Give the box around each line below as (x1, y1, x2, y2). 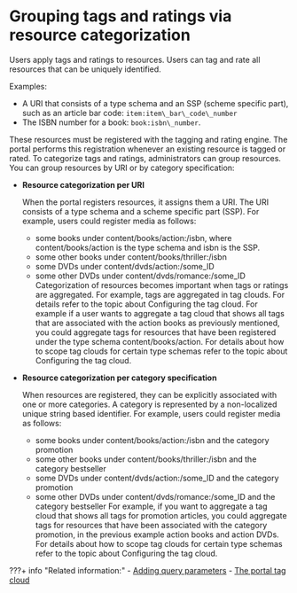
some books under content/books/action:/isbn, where (35, 232, 232, 243)
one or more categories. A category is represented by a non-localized (21, 399, 277, 410)
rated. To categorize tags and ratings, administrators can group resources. (9, 152, 282, 163)
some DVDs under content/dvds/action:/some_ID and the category (35, 472, 279, 483)
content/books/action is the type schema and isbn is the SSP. (35, 242, 260, 253)
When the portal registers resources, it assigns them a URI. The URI (21, 197, 269, 207)
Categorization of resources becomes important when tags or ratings (35, 279, 289, 290)
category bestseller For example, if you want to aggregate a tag (35, 501, 268, 511)
